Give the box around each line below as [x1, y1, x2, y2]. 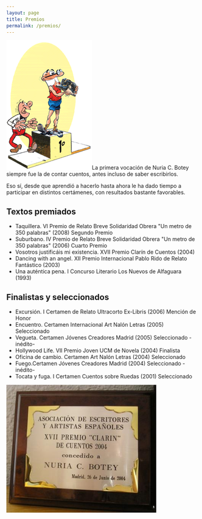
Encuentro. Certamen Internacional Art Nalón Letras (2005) [15, 321, 164, 328]
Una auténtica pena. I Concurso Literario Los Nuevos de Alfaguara [15, 268, 182, 275]
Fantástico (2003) [15, 262, 61, 269]
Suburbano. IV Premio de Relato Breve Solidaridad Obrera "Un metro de [15, 235, 195, 243]
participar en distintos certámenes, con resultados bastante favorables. [6, 189, 186, 196]
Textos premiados [6, 206, 76, 217]
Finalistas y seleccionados [6, 292, 110, 302]
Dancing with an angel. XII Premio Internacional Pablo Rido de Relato [15, 255, 187, 262]
